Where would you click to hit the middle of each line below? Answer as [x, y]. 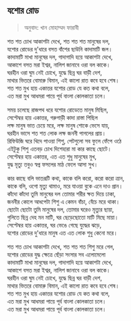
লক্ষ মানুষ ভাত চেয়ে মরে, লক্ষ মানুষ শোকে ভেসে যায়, [59, 125]
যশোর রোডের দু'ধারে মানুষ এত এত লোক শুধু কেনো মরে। [63, 233]
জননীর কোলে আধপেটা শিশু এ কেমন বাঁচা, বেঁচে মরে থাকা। [64, 201]
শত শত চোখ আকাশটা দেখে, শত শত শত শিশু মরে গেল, [61, 246]
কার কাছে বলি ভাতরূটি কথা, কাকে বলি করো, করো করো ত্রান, [66, 178]
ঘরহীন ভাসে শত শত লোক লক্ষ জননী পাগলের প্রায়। [57, 133]
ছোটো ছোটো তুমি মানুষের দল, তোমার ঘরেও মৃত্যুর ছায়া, [61, 209]
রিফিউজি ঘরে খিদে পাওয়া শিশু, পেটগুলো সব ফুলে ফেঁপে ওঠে [64, 141]
